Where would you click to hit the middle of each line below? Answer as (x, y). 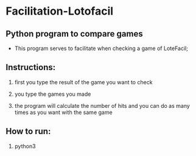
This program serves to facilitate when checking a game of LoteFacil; (101, 48)
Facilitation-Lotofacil (60, 11)
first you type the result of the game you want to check (83, 82)
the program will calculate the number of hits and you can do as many (102, 105)
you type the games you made (53, 94)
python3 (25, 146)
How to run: (28, 131)
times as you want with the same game (64, 112)
